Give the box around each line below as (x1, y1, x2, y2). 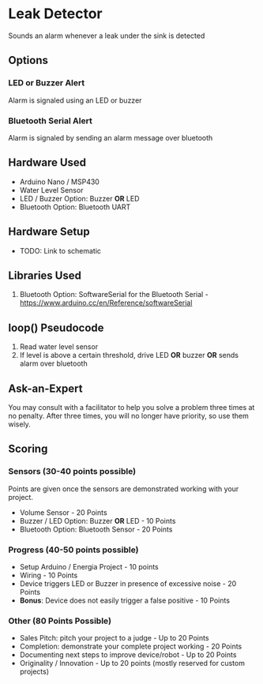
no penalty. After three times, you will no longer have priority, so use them (8, 411, 249, 420)
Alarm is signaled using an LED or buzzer (8, 96, 142, 105)
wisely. (8, 419, 32, 429)
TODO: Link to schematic (19, 246, 101, 255)
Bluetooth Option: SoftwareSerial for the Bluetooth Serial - (19, 290, 209, 299)
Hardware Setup (8, 225, 90, 239)
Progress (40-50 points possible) (8, 544, 139, 555)
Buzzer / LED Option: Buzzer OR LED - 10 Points (19, 516, 176, 525)
